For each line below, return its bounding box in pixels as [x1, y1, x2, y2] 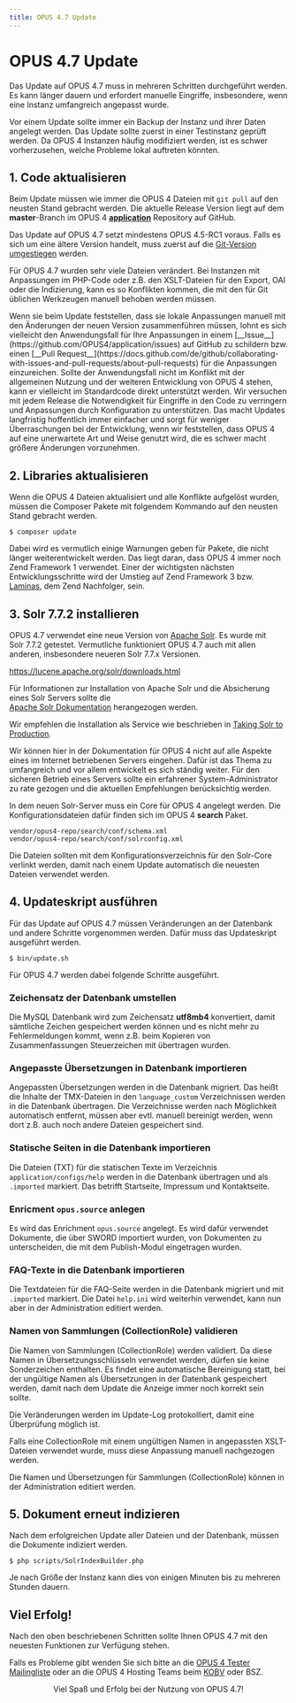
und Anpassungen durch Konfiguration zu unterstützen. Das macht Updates [9, 405, 285, 416]
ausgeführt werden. [9, 936, 81, 947]
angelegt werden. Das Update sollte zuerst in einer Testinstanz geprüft [9, 126, 267, 136]
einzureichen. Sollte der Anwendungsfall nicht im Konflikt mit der [9, 367, 246, 378]
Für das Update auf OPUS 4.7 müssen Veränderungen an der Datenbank [9, 918, 273, 929]
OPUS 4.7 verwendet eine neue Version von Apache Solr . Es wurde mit [9, 630, 267, 640]
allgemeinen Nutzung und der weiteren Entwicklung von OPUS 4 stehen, [9, 377, 274, 388]
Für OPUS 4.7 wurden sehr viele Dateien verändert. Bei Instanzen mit [9, 266, 261, 276]
